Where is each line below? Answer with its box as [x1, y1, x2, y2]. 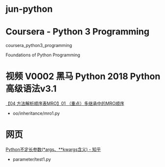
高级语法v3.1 [5, 83, 57, 94]
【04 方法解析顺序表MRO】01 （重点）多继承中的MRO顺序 [5, 100, 125, 107]
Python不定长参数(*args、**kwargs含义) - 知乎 [5, 147, 101, 152]
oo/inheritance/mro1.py [12, 110, 60, 117]
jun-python [5, 3, 53, 15]
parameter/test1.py [12, 157, 51, 162]
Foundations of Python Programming [5, 52, 80, 58]
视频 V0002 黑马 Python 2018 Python [5, 71, 161, 82]
